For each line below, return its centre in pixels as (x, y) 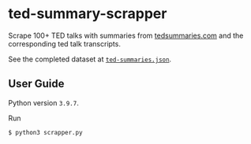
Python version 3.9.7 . (43, 102)
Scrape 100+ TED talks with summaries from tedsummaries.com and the (126, 35)
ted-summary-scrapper (88, 14)
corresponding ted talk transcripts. (64, 43)
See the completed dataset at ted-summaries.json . (90, 59)
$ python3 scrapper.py (45, 132)
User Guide (36, 84)
